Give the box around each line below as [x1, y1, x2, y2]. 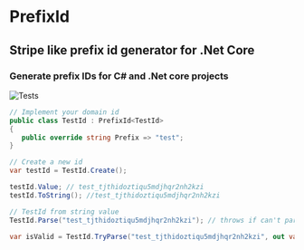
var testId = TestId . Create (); [9, 166, 128, 176]
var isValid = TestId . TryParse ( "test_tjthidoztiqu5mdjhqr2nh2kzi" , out [9, 232, 285, 241]
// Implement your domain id [9, 107, 119, 117]
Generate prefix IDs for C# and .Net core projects [9, 70, 229, 82]
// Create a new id [9, 158, 83, 167]
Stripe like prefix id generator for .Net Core [9, 43, 255, 58]
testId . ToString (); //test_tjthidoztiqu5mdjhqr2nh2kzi [9, 190, 221, 200]
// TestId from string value [9, 207, 119, 216]
